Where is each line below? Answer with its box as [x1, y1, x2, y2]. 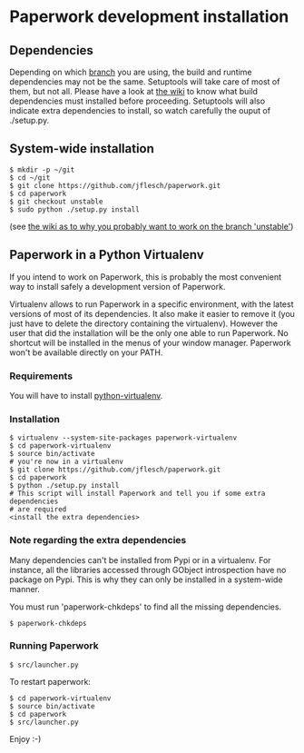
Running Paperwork [9, 639, 99, 652]
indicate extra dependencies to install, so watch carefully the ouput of [9, 105, 270, 115]
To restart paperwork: [9, 676, 91, 687]
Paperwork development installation [9, 6, 289, 27]
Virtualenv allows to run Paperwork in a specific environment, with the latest [9, 298, 294, 310]
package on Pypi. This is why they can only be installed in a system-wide [9, 574, 283, 585]
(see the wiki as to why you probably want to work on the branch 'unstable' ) [9, 221, 294, 232]
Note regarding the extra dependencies [9, 534, 187, 547]
